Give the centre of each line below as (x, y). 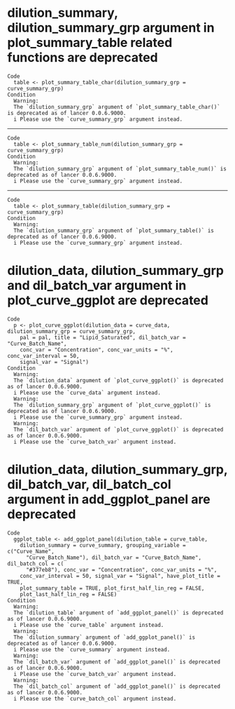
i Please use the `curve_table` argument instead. (89, 625)
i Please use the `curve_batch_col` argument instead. (95, 698)
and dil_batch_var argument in (97, 286)
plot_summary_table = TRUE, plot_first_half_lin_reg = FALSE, (112, 588)
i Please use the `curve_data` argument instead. (87, 393)
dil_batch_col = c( (36, 563)
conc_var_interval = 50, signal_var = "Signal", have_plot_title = (120, 576)
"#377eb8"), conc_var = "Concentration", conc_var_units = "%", (121, 569)
